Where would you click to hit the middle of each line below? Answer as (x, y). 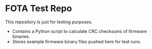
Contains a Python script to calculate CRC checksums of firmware (79, 31)
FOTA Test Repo (39, 8)
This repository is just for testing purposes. (49, 22)
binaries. (21, 36)
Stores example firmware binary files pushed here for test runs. (77, 41)
